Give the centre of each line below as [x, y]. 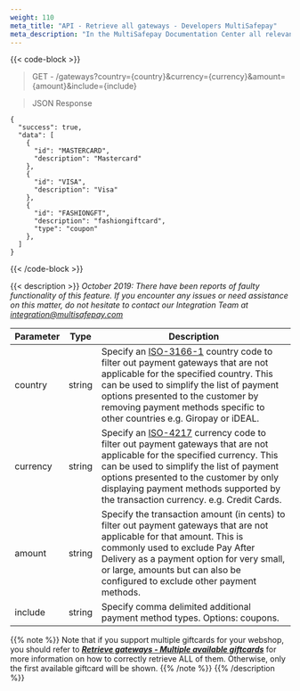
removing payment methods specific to [183, 407]
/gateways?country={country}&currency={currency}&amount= [170, 77]
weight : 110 [32, 17]
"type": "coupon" [66, 229]
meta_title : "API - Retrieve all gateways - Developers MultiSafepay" [144, 26]
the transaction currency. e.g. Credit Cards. [191, 500]
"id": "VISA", [60, 182]
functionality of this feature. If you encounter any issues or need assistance [149, 296]
